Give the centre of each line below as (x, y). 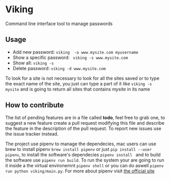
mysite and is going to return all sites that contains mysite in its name (78, 89)
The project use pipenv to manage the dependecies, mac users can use (81, 144)
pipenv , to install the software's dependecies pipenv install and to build (83, 154)
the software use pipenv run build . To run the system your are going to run (85, 160)
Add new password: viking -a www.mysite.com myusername (76, 52)
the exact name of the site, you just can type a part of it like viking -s (79, 83)
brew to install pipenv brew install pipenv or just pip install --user (79, 149)
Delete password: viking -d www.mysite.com (59, 68)
